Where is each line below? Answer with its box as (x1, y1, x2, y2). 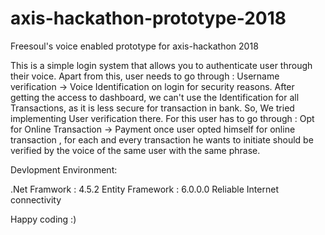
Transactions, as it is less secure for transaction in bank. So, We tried (10, 102, 295, 114)
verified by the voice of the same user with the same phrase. (10, 144, 261, 156)
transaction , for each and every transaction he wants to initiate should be (10, 133, 314, 146)
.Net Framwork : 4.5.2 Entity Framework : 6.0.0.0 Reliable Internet (10, 183, 279, 195)
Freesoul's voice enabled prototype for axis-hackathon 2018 (10, 40, 259, 52)
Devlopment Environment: (10, 163, 118, 176)
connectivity (10, 193, 62, 206)
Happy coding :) (10, 213, 77, 225)
